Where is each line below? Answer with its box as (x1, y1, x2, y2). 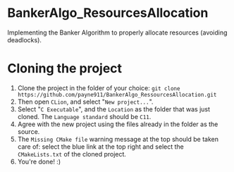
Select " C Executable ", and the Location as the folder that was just (17, 104, 210, 113)
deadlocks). (7, 35, 42, 44)
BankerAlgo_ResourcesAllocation (7, 5, 209, 21)
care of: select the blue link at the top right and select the (17, 142, 185, 151)
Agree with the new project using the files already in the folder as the (17, 120, 218, 128)
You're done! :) (17, 157, 61, 166)
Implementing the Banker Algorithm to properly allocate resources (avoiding (7, 28, 228, 37)
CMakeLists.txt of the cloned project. (17, 149, 127, 158)
